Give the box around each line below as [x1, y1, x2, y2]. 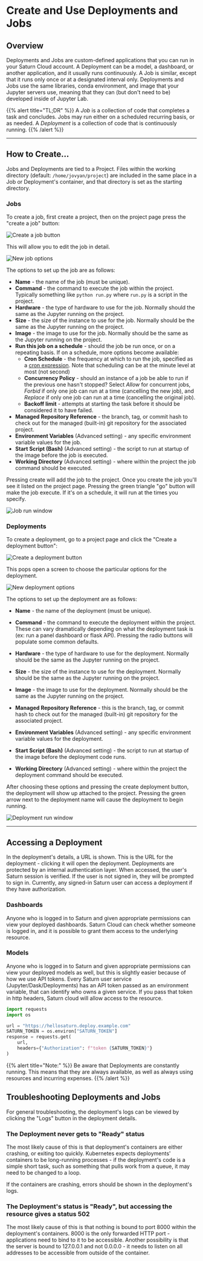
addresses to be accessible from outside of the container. [6, 1249, 150, 1257]
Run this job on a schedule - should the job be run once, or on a [14, 343, 176, 350]
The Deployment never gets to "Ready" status [6, 1129, 145, 1138]
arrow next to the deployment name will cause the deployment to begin [6, 796, 184, 804]
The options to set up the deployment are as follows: [6, 596, 137, 603]
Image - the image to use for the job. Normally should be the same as [14, 330, 188, 337]
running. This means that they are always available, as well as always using [6, 1068, 193, 1076]
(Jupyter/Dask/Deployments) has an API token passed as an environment [6, 981, 189, 988]
